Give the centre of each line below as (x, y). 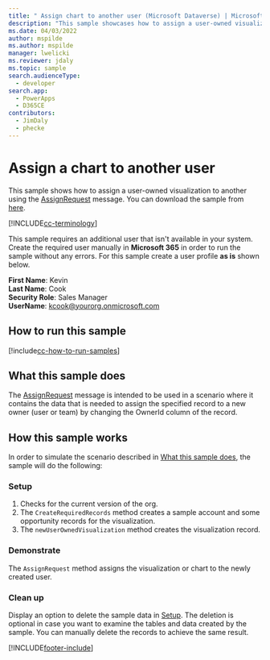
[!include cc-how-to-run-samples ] (64, 351)
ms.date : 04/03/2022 (43, 31)
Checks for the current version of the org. (89, 504)
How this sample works (68, 437)
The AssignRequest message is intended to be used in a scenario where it (131, 395)
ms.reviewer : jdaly (41, 61)
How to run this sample (67, 331)
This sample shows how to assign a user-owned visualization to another (128, 190)
